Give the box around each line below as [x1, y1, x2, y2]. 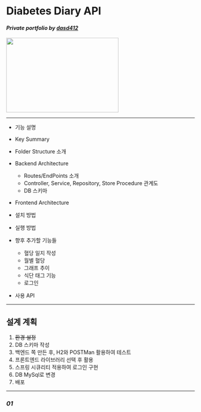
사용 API [14, 292, 35, 299]
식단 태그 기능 [23, 272, 56, 279]
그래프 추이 [23, 265, 50, 272]
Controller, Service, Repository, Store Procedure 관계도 [23, 180, 159, 187]
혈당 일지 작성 [23, 250, 56, 257]
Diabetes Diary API [6, 4, 102, 18]
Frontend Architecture [14, 199, 69, 207]
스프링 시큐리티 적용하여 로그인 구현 [14, 364, 99, 371]
